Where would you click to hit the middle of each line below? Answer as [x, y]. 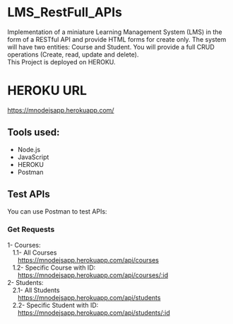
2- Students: [25, 282]
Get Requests [31, 229]
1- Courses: [24, 245]
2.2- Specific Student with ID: [55, 305]
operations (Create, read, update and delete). [73, 54]
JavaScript [33, 157]
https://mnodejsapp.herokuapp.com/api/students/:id [94, 313]
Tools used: [34, 133]
